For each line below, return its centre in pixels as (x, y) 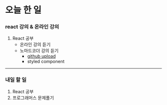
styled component (46, 62)
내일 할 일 (16, 80)
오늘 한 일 (23, 10)
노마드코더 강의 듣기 (39, 51)
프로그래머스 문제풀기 (33, 98)
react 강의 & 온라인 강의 (32, 27)
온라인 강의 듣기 (35, 44)
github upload (42, 56)
